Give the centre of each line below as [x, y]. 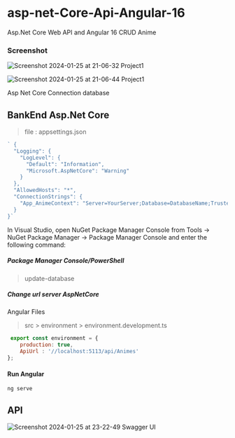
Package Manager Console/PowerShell [66, 261]
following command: [37, 245]
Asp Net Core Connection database [58, 93]
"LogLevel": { [40, 158]
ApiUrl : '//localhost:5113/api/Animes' [79, 352]
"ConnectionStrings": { [48, 197]
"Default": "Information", [65, 164]
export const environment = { [54, 338]
